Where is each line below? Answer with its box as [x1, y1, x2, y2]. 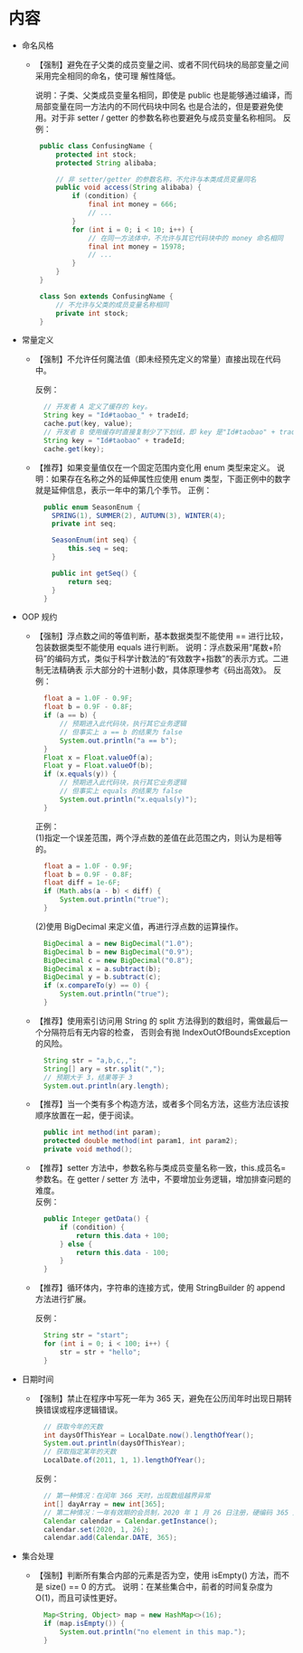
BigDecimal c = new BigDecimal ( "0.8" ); [43, 956, 194, 965]
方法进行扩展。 [34, 1294, 91, 1305]
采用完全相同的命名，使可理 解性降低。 [34, 70, 181, 81]
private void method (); [43, 1145, 133, 1154]
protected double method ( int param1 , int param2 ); [43, 1137, 239, 1146]
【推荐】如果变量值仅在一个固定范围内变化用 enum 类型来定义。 [34, 462, 275, 473]
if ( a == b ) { [43, 711, 97, 720]
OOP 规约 [21, 611, 58, 622]
